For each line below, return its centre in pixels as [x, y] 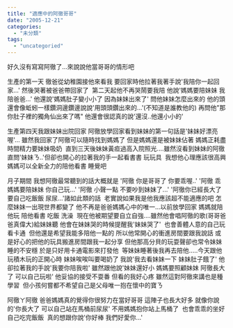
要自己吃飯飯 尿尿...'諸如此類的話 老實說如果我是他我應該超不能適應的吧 [111, 198]
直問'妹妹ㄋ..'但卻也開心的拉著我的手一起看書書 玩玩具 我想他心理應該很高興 [117, 157]
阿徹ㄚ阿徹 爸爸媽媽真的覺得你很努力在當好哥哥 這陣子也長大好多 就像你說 [113, 300]
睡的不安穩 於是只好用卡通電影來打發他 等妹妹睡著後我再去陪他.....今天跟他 [115, 250]
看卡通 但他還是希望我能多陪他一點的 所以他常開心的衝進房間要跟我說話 [110, 233]
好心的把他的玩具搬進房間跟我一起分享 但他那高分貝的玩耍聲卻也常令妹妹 [118, 242]
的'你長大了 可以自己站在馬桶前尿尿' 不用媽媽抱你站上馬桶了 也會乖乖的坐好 [116, 309]
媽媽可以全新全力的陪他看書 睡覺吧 [57, 166]
